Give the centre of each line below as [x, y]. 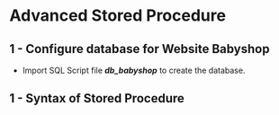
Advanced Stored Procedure [118, 16]
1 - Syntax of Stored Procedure [97, 98]
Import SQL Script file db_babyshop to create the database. [134, 70]
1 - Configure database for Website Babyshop [139, 49]
